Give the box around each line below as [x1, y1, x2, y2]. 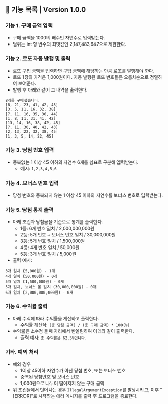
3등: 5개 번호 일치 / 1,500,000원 [20, 238, 85, 244]
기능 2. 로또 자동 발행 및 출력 [5, 55, 71, 62]
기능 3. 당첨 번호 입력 [5, 146, 54, 153]
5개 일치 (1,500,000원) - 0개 [5, 279, 64, 284]
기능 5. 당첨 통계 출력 [5, 206, 54, 213]
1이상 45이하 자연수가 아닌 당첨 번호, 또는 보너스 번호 [20, 368, 126, 374]
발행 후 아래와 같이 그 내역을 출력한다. [12, 86, 88, 93]
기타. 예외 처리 [5, 349, 39, 356]
